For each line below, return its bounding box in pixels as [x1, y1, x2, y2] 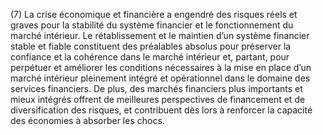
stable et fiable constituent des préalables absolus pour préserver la [10, 40, 292, 52]
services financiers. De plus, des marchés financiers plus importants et [10, 83, 303, 94]
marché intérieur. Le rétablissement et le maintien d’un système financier [10, 30, 310, 41]
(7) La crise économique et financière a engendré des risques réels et [10, 9, 298, 20]
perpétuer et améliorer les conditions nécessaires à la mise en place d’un [10, 62, 312, 73]
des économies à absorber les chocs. [10, 115, 165, 126]
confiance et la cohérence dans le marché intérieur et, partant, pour [10, 51, 290, 63]
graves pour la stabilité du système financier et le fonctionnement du [10, 19, 294, 31]
